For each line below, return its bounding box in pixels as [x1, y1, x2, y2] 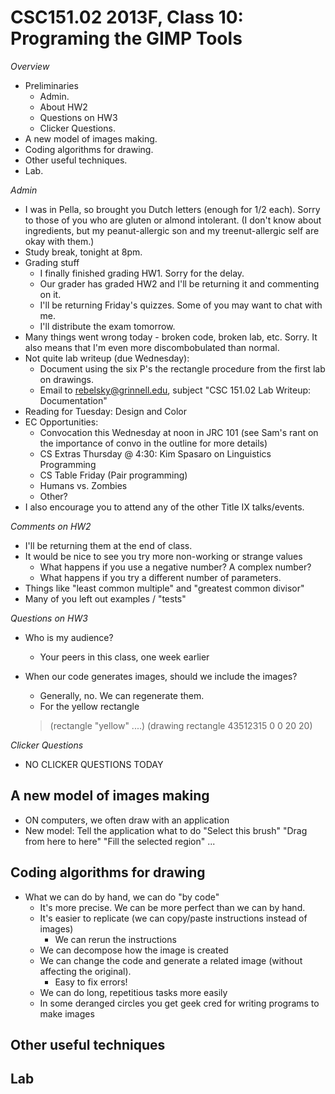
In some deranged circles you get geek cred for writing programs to [39, 997, 320, 1009]
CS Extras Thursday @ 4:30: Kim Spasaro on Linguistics [39, 447, 272, 460]
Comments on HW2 [10, 520, 92, 532]
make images [39, 1007, 95, 1020]
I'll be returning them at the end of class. [24, 539, 193, 551]
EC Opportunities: [24, 416, 99, 428]
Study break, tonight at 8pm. [24, 246, 143, 258]
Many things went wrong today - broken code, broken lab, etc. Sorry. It [24, 331, 318, 343]
